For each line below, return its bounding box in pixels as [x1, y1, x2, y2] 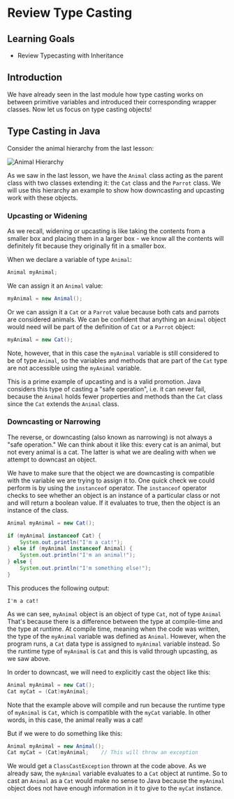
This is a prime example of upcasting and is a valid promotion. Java [7, 377, 201, 386]
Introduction [7, 71, 63, 83]
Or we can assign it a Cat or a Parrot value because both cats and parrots [7, 307, 220, 316]
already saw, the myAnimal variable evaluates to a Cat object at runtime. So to [7, 769, 228, 778]
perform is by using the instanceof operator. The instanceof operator [7, 483, 207, 492]
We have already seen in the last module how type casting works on [7, 90, 204, 99]
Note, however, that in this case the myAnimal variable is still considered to [7, 349, 220, 357]
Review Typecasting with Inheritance [17, 51, 124, 60]
